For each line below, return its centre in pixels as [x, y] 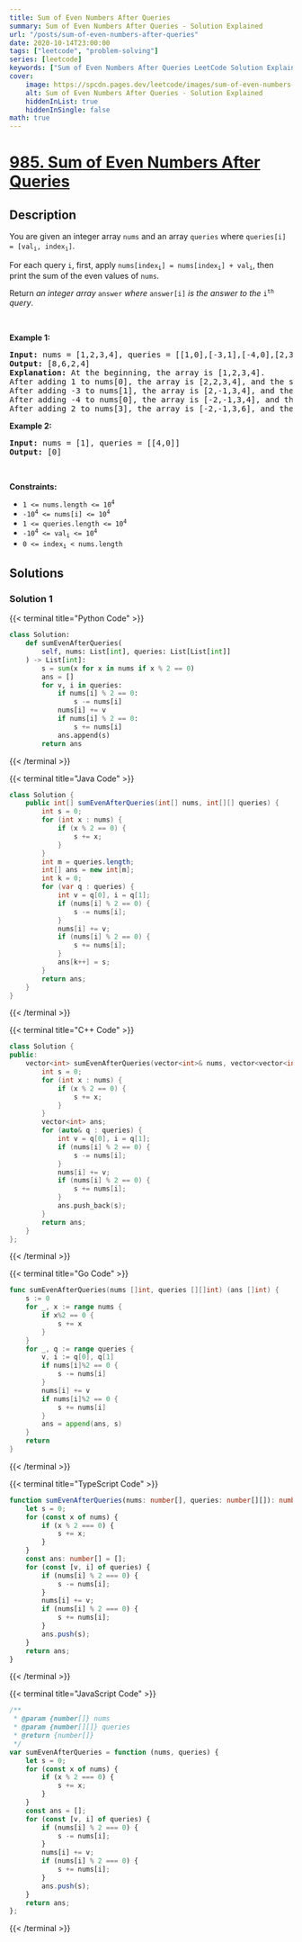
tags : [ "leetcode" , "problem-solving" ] [84, 51]
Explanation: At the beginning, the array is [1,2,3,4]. [138, 373]
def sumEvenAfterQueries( [74, 643]
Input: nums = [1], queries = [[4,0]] [95, 443]
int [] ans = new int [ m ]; [88, 870]
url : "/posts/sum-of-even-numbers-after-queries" [104, 34]
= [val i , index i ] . [42, 247]
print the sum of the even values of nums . [84, 275]
